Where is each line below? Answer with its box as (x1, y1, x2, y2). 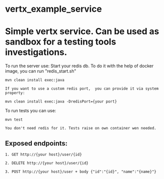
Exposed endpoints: (5, 139, 68, 148)
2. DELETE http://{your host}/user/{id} (5, 160, 89, 165)
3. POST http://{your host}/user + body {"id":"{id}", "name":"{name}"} (5, 169, 157, 174)
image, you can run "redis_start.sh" (5, 68, 77, 74)
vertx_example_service (5, 3, 102, 15)
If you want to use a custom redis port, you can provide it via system (5, 86, 159, 91)
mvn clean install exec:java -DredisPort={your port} (5, 99, 117, 104)
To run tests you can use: (5, 108, 56, 114)
